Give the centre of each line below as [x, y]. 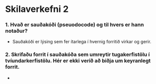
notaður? [16, 31]
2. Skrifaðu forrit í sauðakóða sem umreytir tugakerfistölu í [78, 55]
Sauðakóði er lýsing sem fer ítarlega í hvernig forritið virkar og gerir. [82, 42]
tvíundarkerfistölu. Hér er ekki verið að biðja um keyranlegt [78, 61]
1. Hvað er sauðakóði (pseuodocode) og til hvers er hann [75, 25]
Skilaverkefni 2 [37, 9]
